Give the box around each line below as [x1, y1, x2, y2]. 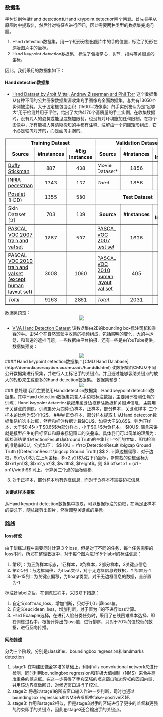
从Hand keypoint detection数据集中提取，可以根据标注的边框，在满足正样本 [5, 500, 156, 507]
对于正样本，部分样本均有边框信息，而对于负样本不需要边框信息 [12, 477, 140, 483]
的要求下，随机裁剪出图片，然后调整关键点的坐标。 [5, 507, 107, 513]
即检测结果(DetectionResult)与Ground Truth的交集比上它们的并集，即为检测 [5, 436, 156, 442]
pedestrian [8, 182, 33, 189]
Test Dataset [123, 193, 153, 200]
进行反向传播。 [20, 625, 51, 630]
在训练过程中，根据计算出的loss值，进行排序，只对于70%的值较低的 [12, 618, 149, 624]
